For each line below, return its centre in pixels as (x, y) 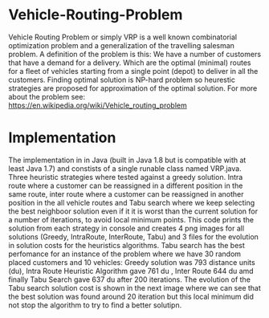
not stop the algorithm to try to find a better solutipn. (95, 305)
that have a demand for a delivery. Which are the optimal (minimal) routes (130, 63)
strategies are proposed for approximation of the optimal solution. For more (133, 88)
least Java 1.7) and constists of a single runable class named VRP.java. (125, 168)
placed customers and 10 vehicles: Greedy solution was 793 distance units (132, 262)
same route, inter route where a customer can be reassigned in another (126, 194)
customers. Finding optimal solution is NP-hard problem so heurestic (122, 79)
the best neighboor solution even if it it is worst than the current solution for (133, 211)
